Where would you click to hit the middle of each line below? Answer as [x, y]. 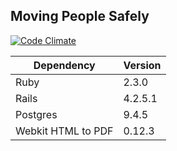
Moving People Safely [80, 16]
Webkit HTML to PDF [64, 131]
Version [142, 65]
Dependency [64, 65]
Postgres [36, 114]
